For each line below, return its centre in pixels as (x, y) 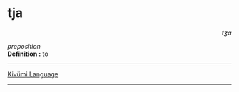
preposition (24, 46)
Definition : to (28, 54)
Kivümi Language (33, 74)
